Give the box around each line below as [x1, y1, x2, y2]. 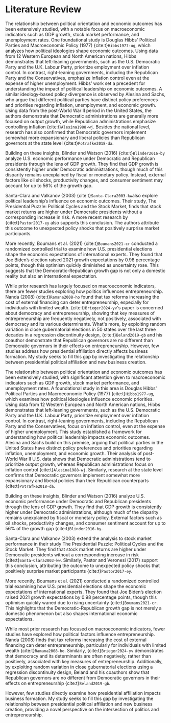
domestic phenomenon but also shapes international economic [5, 610, 138, 617]
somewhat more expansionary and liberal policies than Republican [5, 134, 145, 141]
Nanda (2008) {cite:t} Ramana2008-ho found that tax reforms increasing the [5, 293, 159, 300]
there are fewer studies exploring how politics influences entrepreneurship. [5, 288, 163, 295]
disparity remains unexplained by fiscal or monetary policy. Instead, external [5, 171, 166, 177]
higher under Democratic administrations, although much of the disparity [5, 509, 159, 515]
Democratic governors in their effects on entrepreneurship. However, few [5, 343, 159, 349]
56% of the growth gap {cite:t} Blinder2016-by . [5, 525, 103, 531]
